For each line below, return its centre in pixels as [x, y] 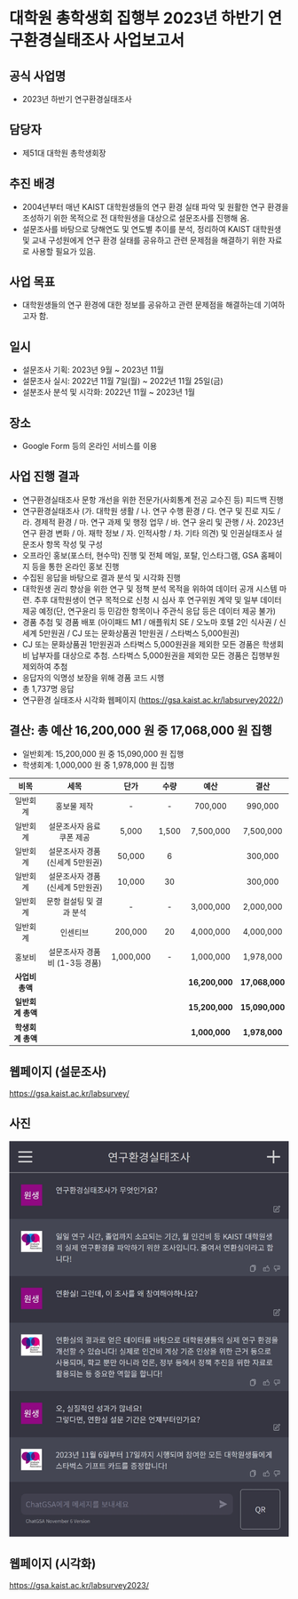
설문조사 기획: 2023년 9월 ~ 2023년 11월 [93, 370]
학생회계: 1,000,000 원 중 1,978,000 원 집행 [98, 765]
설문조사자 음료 [74, 826]
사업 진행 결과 [44, 477]
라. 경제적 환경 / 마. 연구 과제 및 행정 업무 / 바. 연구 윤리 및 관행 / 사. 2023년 [153, 522]
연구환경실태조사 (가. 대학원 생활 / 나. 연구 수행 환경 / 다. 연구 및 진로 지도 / [151, 510]
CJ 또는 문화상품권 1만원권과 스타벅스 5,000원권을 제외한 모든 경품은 [141, 644]
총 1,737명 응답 [48, 688]
